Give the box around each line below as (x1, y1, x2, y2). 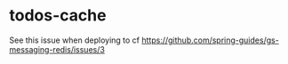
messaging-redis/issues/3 (9, 44, 105, 54)
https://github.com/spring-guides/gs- (141, 35, 280, 45)
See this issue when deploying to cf (9, 35, 140, 45)
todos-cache (9, 5, 107, 26)
